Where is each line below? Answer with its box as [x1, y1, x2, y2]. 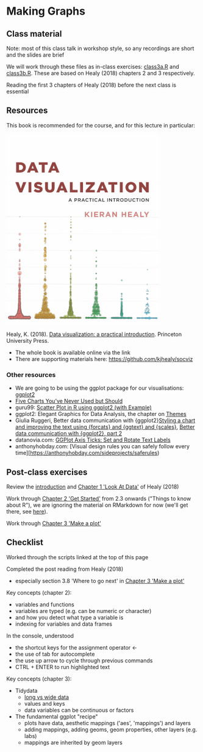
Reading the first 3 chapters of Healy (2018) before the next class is [6, 81, 177, 88]
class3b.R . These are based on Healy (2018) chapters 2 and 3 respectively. [6, 70, 195, 77]
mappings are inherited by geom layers [24, 739, 123, 746]
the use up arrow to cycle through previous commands [15, 657, 153, 664]
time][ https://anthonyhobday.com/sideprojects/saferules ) [15, 449, 160, 457]
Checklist [6, 537, 44, 548]
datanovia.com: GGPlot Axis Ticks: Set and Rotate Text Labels [15, 436, 171, 443]
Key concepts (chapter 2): [6, 589, 72, 596]
